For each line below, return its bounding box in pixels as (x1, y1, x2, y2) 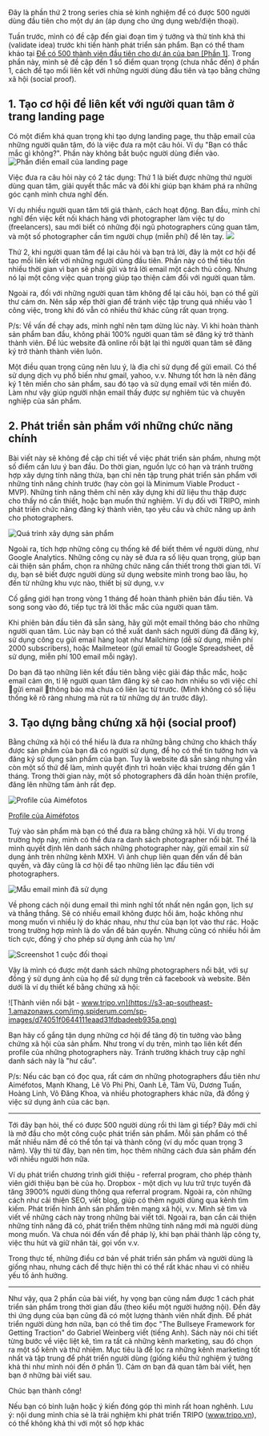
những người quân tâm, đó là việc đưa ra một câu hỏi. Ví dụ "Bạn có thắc (8, 140, 248, 149)
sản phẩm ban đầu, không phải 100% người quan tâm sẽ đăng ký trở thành (8, 329, 254, 339)
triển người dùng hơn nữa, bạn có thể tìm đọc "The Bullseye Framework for (8, 1320, 255, 1329)
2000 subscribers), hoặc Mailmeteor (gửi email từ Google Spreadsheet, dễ (8, 643, 255, 653)
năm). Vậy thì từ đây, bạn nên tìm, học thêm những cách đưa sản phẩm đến (8, 1146, 256, 1155)
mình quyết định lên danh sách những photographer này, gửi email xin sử (8, 843, 250, 854)
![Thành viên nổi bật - (8, 998, 80, 1008)
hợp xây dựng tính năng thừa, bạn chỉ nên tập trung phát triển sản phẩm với (8, 470, 258, 480)
